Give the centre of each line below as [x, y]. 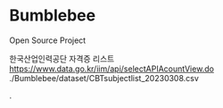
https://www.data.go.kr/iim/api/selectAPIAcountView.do [111, 69]
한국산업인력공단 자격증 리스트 [62, 58]
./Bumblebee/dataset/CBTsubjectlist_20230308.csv [104, 78]
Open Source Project [48, 40]
